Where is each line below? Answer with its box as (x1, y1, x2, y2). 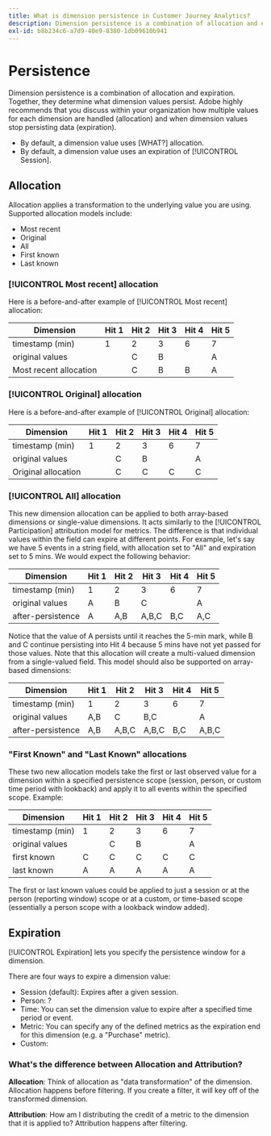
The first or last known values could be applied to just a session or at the (8, 885, 250, 896)
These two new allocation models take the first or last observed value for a (8, 767, 256, 777)
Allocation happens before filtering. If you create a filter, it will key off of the (8, 1086, 260, 1096)
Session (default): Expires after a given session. (19, 988, 179, 997)
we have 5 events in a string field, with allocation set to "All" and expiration (8, 543, 256, 553)
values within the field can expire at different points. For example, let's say (8, 534, 256, 545)
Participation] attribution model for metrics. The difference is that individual (8, 526, 258, 536)
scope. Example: (8, 792, 64, 803)
